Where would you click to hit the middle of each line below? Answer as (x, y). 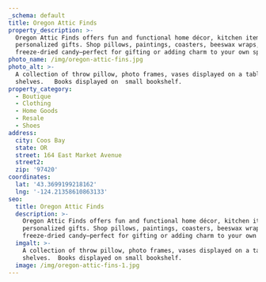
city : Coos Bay (40, 140)
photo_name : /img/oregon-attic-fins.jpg (76, 60)
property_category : (40, 89)
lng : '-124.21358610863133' (62, 192)
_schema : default (37, 15)
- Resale (30, 118)
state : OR (31, 148)
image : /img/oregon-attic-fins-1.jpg (78, 265)
